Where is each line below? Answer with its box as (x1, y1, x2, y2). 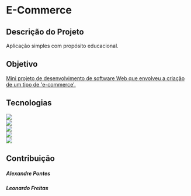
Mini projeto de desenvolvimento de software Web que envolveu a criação (6, 74, 185, 82)
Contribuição (6, 153, 55, 164)
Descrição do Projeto (6, 27, 84, 37)
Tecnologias (6, 98, 52, 108)
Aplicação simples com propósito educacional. (6, 42, 119, 49)
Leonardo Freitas (6, 184, 48, 191)
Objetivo (6, 59, 38, 69)
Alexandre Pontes (6, 170, 51, 177)
